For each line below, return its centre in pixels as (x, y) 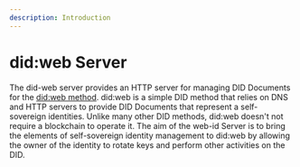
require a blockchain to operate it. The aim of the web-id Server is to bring (148, 125)
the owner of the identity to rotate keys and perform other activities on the (147, 144)
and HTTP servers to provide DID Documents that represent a (124, 107)
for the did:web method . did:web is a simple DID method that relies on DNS (149, 97)
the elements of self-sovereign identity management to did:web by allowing (150, 135)
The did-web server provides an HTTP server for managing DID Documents (150, 88)
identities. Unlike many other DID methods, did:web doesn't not (166, 116)
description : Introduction (60, 18)
